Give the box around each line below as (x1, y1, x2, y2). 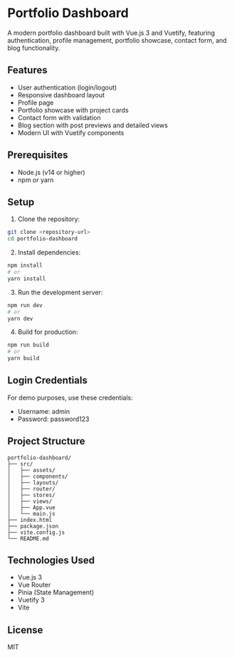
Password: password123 (17, 415, 90, 423)
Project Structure (7, 435, 85, 447)
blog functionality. (7, 43, 60, 52)
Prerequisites (7, 149, 68, 161)
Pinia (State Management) (17, 588, 95, 597)
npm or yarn (17, 176, 54, 184)
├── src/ (7, 460, 33, 467)
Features (7, 64, 48, 76)
